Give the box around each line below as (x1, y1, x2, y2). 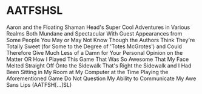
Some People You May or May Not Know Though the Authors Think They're (6, 36, 195, 43)
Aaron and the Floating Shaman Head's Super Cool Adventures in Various (6, 23, 190, 31)
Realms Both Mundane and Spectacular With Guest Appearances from (6, 30, 183, 37)
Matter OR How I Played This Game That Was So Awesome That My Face (6, 55, 189, 63)
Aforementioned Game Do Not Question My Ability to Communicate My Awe (6, 75, 197, 82)
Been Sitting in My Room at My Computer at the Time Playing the (6, 68, 169, 75)
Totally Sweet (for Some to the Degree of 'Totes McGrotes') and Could (6, 43, 182, 50)
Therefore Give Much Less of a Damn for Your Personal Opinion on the (6, 49, 183, 56)
